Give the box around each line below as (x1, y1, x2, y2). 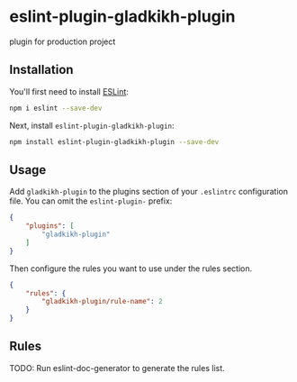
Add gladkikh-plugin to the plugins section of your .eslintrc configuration (9, 186, 288, 197)
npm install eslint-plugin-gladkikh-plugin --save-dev (9, 137, 220, 146)
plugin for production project (9, 36, 116, 47)
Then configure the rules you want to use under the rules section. (9, 263, 253, 274)
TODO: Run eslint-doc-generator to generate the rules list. (9, 362, 225, 373)
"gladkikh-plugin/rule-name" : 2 (41, 297, 164, 306)
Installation (9, 62, 74, 77)
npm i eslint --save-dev (9, 104, 103, 113)
